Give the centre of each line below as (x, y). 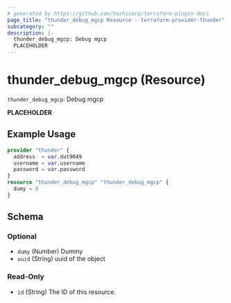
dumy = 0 (26, 189)
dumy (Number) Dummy (50, 251)
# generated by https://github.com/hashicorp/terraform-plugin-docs (108, 13)
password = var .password (49, 169)
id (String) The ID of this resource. (67, 292)
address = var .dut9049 (48, 156)
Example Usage (42, 135)
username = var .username (49, 163)
